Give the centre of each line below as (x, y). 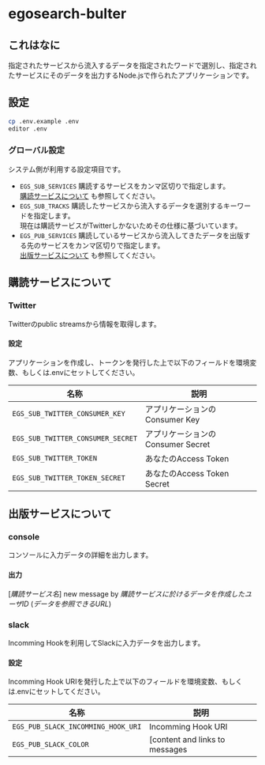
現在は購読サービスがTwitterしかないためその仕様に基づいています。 (131, 225)
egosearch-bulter (67, 14)
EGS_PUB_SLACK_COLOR (50, 745)
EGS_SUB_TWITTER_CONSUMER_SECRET (75, 438)
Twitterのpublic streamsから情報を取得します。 (85, 324)
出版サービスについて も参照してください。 (90, 255)
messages (168, 750)
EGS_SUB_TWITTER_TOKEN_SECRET (69, 478)
